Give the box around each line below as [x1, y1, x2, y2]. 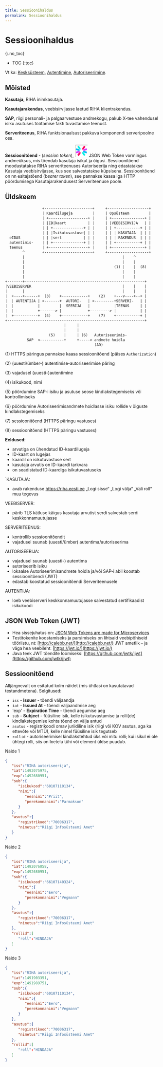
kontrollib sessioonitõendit [12, 534, 65, 540]
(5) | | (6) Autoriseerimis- [48, 333, 127, 338]
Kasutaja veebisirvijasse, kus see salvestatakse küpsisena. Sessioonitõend [5, 168, 155, 174]
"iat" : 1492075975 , [11, 768, 49, 773]
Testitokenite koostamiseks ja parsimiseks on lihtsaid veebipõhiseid [12, 635, 147, 640]
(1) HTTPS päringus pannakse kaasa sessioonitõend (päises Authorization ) [5, 351, 157, 357]
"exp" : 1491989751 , [11, 980, 49, 986]
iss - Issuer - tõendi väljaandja [12, 697, 74, 703]
